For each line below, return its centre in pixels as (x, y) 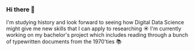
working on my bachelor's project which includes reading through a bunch (97, 35)
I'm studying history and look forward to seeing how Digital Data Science (95, 23)
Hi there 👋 (21, 9)
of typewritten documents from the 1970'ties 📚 (64, 42)
